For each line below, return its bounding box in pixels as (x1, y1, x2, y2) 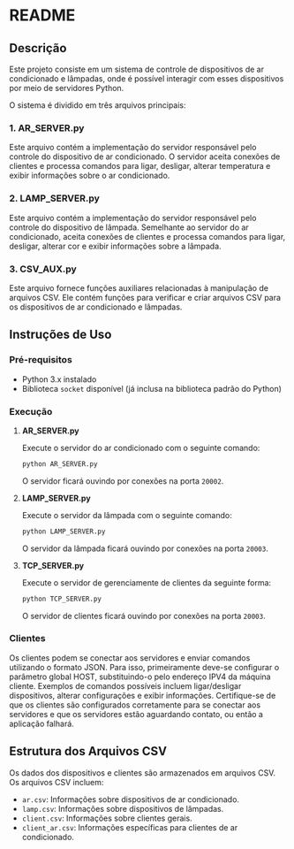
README (9, 5, 76, 26)
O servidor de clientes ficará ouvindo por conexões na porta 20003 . (21, 610, 267, 621)
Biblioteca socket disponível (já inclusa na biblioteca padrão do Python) (21, 383, 283, 394)
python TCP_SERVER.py (21, 594, 102, 603)
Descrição (9, 41, 67, 56)
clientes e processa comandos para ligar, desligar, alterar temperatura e (9, 161, 271, 172)
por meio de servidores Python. (9, 83, 124, 93)
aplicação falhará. (9, 718, 75, 729)
